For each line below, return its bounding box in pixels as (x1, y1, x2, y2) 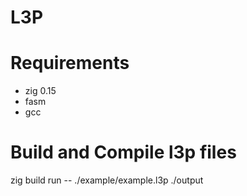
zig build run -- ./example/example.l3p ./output (10, 174, 204, 186)
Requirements (10, 52, 130, 75)
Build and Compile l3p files (10, 141, 237, 164)
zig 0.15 (24, 85, 57, 97)
